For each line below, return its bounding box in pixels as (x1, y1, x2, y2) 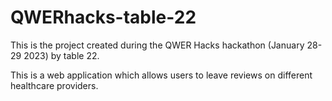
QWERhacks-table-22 (10, 6, 197, 29)
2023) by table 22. (23, 49, 100, 61)
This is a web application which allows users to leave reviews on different (10, 69, 313, 81)
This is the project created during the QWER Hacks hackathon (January (10, 39, 305, 51)
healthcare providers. (10, 79, 99, 91)
